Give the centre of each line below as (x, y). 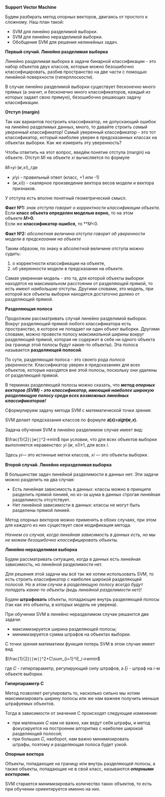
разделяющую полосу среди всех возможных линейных (67, 395)
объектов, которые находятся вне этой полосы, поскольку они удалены (81, 370)
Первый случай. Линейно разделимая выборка (57, 52)
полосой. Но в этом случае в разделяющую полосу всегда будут (74, 584)
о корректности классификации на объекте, (59, 263)
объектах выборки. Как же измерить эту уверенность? (63, 143)
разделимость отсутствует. (41, 500)
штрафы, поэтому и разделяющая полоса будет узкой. (70, 744)
